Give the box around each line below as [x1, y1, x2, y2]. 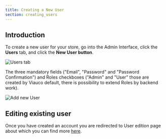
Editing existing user [5, 109, 72, 118]
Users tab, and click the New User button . [5, 49, 94, 55]
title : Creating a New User [5, 7, 65, 13]
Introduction [5, 31, 45, 39]
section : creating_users [5, 12, 58, 17]
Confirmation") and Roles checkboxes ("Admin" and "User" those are [5, 74, 149, 81]
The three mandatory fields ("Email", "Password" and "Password [5, 69, 140, 75]
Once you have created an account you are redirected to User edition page [5, 123, 161, 129]
